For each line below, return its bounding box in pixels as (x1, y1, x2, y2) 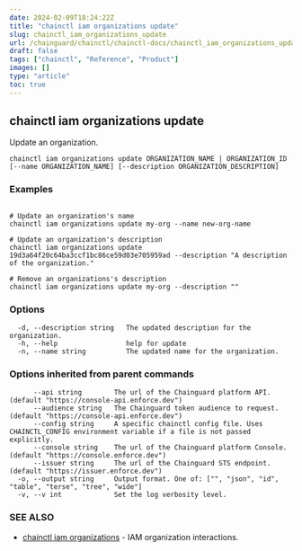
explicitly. (9, 435, 54, 445)
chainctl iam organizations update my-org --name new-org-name (9, 219, 252, 228)
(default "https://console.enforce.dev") (9, 451, 167, 460)
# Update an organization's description (9, 235, 164, 244)
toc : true (9, 80, 47, 89)
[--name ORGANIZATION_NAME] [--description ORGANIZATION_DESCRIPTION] (9, 163, 280, 172)
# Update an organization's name (9, 211, 135, 220)
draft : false (9, 47, 58, 56)
